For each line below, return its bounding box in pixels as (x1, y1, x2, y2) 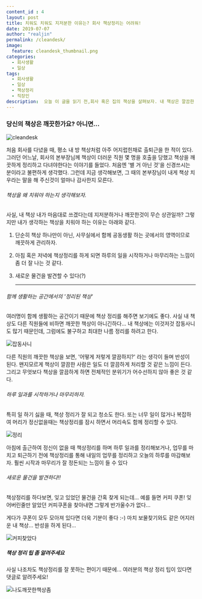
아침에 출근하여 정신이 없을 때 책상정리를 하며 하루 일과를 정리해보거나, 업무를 (6, 444, 188, 451)
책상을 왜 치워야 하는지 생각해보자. (6, 191, 87, 198)
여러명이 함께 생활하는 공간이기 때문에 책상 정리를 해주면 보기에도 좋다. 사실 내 (6, 312, 189, 320)
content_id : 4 (6, 8, 44, 15)
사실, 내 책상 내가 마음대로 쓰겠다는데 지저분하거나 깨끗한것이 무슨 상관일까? (6, 211, 184, 218)
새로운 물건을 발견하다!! (6, 474, 61, 481)
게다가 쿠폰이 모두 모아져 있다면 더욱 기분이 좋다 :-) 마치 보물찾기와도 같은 (6, 514, 179, 521)
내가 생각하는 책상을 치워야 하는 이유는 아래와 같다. (17, 218, 136, 226)
